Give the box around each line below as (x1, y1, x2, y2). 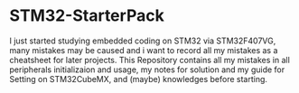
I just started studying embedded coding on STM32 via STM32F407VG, (9, 35, 276, 46)
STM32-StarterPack (9, 5, 164, 26)
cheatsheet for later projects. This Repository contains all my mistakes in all (9, 54, 291, 65)
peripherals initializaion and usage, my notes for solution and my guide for (9, 64, 285, 75)
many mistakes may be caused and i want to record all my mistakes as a (9, 44, 278, 55)
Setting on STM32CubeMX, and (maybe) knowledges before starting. (9, 73, 268, 84)
